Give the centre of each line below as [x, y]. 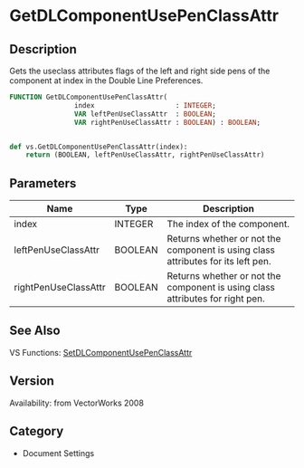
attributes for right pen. [216, 299]
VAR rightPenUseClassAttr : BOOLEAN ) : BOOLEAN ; [167, 122]
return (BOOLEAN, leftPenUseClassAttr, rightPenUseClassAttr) [145, 155]
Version [32, 381]
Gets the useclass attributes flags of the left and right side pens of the [140, 71]
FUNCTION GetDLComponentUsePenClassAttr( [89, 97]
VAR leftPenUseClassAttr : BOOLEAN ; [145, 114]
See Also [35, 331]
